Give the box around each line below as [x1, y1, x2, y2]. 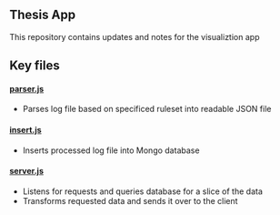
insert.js [9, 125, 43, 135]
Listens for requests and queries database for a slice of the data [22, 186, 264, 197]
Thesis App [9, 7, 75, 23]
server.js [9, 166, 44, 177]
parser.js [9, 83, 45, 94]
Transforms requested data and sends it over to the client [22, 195, 238, 206]
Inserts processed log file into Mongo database [22, 145, 200, 156]
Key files [9, 58, 61, 74]
